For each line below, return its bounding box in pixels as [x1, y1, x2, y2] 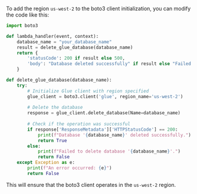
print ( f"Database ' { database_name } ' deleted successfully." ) [37, 132, 192, 138]
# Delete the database [27, 105, 83, 111]
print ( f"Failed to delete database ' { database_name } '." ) [37, 148, 181, 154]
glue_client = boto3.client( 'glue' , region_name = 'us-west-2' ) [27, 93, 183, 99]
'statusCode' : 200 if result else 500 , [27, 56, 126, 62]
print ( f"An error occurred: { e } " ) [27, 165, 112, 171]
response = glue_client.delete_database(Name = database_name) [27, 110, 181, 116]
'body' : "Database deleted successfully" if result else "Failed [27, 61, 192, 67]
